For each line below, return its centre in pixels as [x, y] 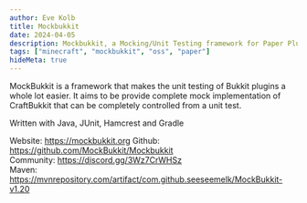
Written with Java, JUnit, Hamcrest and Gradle [97, 123]
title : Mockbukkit [44, 26]
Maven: [24, 170]
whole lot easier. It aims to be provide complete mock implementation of [145, 96]
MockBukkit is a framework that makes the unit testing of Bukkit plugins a [148, 86]
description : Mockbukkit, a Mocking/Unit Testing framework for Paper [147, 43]
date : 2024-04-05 [42, 35]
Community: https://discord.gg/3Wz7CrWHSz [96, 160]
